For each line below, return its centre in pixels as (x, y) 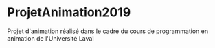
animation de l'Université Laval (50, 38)
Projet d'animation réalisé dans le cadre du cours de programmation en (107, 31)
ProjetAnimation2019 (69, 13)
